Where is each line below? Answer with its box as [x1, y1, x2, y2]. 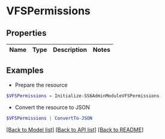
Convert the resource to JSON [14, 103, 90, 111]
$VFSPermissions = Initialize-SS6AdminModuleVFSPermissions [6, 92, 160, 99]
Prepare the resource [14, 81, 68, 88]
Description [53, 46, 87, 54]
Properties [6, 28, 47, 38]
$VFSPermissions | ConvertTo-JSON [6, 115, 93, 121]
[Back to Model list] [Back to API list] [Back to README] [6, 126, 144, 133]
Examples [6, 66, 44, 76]
